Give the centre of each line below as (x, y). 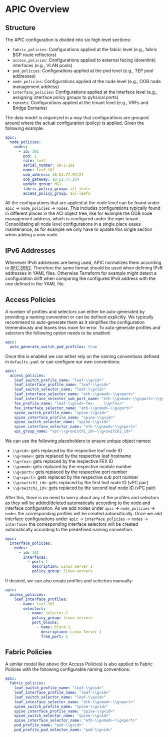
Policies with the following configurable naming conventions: (68, 669)
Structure (20, 28)
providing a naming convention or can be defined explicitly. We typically (79, 317)
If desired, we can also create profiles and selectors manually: (69, 581)
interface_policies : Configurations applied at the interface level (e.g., (85, 92)
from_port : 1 (54, 636)
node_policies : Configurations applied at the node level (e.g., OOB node (86, 81)
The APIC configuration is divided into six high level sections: (68, 40)
